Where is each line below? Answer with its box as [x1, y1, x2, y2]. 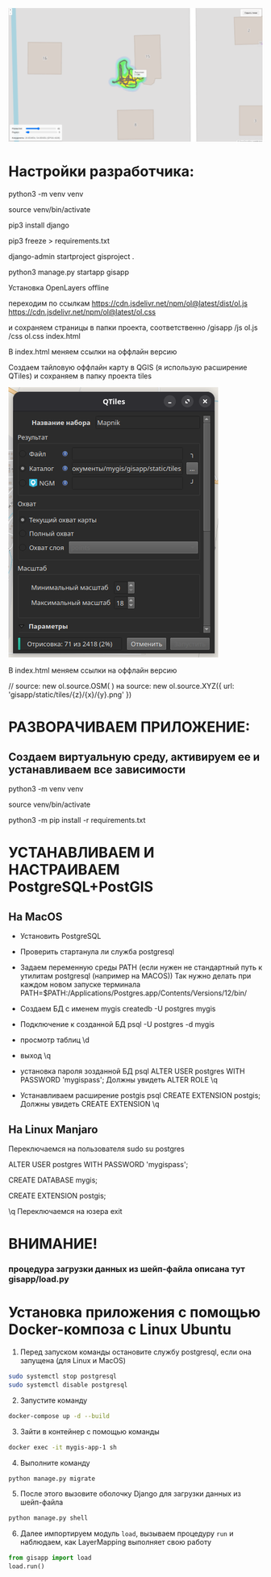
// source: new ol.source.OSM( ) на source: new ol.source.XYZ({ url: [8, 682, 235, 691]
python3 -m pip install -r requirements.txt [8, 816, 146, 825]
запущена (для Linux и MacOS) [19, 1356, 127, 1366]
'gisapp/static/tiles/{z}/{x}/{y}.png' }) [8, 690, 132, 699]
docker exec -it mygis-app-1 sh [8, 1443, 117, 1451]
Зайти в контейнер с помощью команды [19, 1426, 160, 1436]
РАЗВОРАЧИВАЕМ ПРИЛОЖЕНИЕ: [8, 718, 251, 736]
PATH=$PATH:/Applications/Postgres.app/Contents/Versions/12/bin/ [19, 988, 248, 998]
